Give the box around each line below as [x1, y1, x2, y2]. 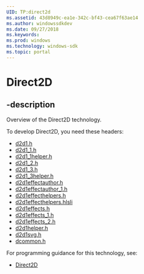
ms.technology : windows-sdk [6, 44, 78, 50]
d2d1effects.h [15, 205, 50, 212]
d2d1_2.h [15, 159, 39, 166]
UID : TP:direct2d [6, 9, 51, 15]
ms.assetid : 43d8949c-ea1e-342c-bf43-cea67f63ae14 [6, 15, 138, 21]
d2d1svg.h [15, 230, 42, 238]
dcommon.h [15, 237, 46, 245]
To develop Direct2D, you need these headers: [6, 127, 124, 135]
